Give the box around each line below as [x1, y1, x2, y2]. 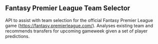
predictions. [5, 33, 30, 39]
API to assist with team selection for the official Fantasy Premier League [5, 17, 153, 23]
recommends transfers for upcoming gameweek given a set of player [5, 27, 148, 34]
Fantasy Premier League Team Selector [5, 4, 130, 12]
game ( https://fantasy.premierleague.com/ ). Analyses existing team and [5, 22, 153, 28]
